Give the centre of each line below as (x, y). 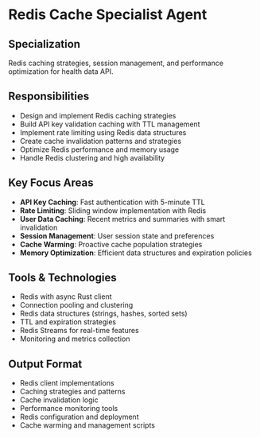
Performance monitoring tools (69, 409)
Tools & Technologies (62, 278)
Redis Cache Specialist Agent (108, 15)
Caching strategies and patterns (72, 392)
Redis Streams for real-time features (79, 331)
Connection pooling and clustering (76, 305)
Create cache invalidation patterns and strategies (100, 141)
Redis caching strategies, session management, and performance (116, 63)
